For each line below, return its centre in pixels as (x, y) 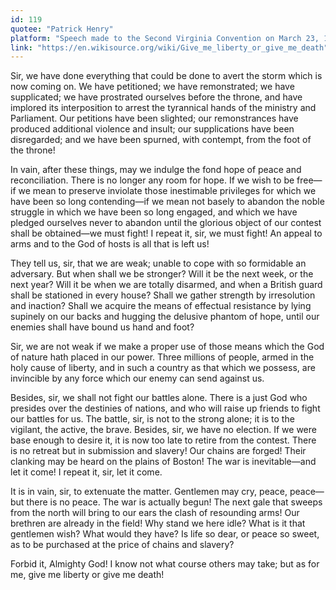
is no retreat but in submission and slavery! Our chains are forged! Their (158, 451)
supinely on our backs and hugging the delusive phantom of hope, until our (165, 317)
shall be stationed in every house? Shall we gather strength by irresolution (163, 295)
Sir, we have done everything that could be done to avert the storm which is (166, 76)
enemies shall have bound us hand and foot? (102, 327)
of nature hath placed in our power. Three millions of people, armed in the (162, 357)
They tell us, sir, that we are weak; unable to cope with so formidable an (158, 263)
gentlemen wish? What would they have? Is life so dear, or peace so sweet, (165, 534)
